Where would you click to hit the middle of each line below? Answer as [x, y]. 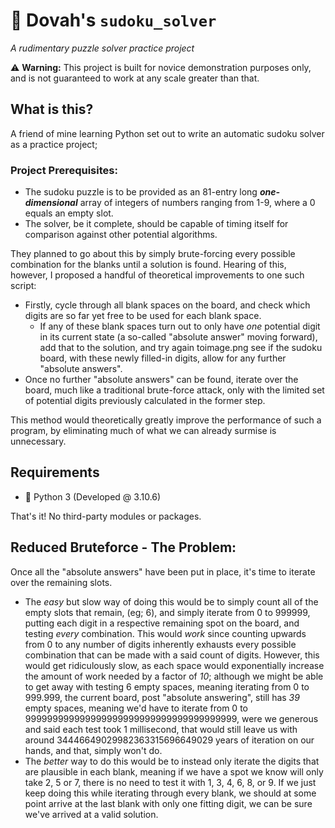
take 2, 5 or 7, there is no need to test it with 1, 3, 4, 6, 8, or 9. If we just [170, 782]
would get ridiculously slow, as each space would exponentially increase [174, 665]
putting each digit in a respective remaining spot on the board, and [162, 623]
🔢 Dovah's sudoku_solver [113, 20]
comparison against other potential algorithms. [121, 235]
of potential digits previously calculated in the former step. [145, 401]
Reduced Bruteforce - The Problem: [123, 547]
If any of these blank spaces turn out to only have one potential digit [180, 326]
